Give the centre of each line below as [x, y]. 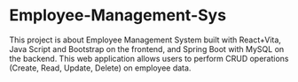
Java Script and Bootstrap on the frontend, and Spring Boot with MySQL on [147, 48]
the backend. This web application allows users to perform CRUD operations [149, 58]
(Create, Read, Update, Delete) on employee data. [100, 68]
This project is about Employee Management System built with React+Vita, [145, 40]
